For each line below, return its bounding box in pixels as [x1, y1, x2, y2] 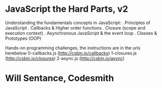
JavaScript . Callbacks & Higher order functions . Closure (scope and [5, 25, 146, 30]
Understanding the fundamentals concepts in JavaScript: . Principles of [5, 20, 151, 26]
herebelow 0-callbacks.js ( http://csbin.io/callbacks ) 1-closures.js [5, 50, 137, 56]
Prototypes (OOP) [5, 35, 41, 41]
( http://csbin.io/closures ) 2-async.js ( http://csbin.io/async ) [5, 55, 125, 61]
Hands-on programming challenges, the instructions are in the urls [5, 45, 141, 51]
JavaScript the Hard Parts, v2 [5, 3, 128, 15]
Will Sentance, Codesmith [5, 73, 115, 84]
